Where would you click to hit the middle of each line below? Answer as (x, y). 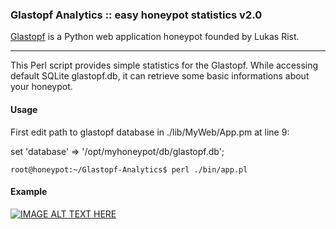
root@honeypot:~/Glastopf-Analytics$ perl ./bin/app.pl (129, 169)
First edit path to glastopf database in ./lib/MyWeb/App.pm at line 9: (150, 132)
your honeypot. (41, 87)
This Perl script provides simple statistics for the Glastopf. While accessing (164, 65)
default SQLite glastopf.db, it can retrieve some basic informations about (160, 76)
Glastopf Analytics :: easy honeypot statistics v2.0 (136, 15)
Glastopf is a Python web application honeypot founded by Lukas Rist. (155, 37)
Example (29, 192)
